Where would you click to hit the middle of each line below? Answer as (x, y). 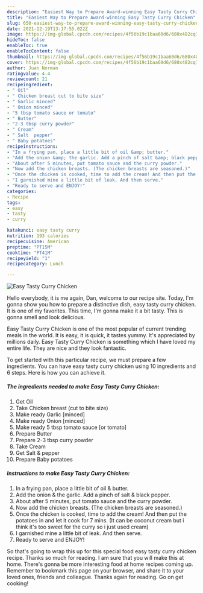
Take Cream (30, 446)
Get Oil (24, 402)
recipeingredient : (30, 85)
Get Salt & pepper (38, 453)
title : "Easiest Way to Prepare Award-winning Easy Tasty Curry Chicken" (101, 17)
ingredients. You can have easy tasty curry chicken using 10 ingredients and (101, 366)
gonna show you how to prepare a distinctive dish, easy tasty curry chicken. (101, 305)
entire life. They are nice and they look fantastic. (67, 348)
